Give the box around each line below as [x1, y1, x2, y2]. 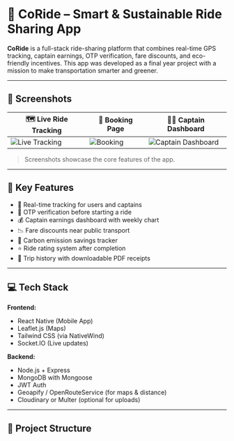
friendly [7, 59, 30, 67]
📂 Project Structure [7, 422, 92, 434]
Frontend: [7, 303, 37, 312]
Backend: [7, 353, 36, 361]
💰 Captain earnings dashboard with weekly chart [17, 215, 159, 224]
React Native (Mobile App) [17, 317, 93, 325]
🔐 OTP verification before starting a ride [17, 208, 132, 216]
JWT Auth [17, 381, 47, 389]
